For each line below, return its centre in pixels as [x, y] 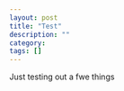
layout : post [34, 18]
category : [28, 43]
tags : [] [26, 51]
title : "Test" [36, 26]
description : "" [40, 34]
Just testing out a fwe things [62, 77]
